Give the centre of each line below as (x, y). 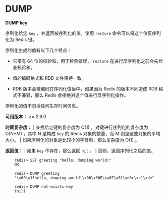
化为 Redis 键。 (21, 39)
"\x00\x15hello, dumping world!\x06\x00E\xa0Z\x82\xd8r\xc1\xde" (85, 178)
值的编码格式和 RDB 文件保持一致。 (49, 78)
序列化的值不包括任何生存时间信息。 (43, 106)
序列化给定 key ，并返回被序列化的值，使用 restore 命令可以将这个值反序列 (83, 33)
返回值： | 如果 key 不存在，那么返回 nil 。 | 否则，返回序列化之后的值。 (80, 151)
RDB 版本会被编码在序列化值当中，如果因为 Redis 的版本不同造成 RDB (85, 88)
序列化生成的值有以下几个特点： (38, 50)
